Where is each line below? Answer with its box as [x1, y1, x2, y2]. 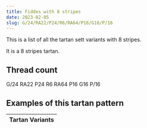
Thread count [6, 65, 58, 75]
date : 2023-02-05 [6, 14, 49, 20]
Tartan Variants [9, 115, 55, 124]
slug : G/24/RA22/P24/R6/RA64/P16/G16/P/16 [6, 20, 113, 26]
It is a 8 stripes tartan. [6, 48, 60, 55]
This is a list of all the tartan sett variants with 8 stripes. [6, 36, 142, 43]
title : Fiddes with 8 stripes [6, 8, 82, 15]
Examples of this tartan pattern [6, 98, 124, 108]
